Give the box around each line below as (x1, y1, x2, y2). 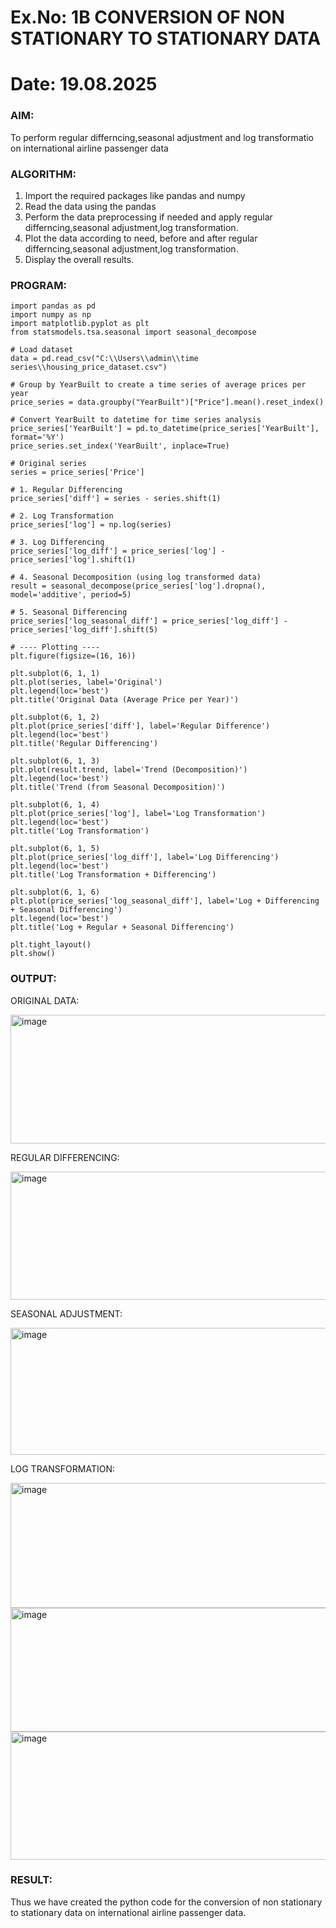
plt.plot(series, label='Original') (10, 677, 163, 688)
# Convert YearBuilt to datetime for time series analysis (10, 415, 262, 425)
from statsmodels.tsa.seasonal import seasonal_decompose (10, 327, 257, 338)
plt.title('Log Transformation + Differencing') (10, 870, 217, 880)
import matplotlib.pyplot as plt (10, 319, 150, 329)
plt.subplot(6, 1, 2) (10, 712, 101, 723)
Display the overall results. (24, 253, 135, 265)
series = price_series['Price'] (10, 467, 145, 478)
